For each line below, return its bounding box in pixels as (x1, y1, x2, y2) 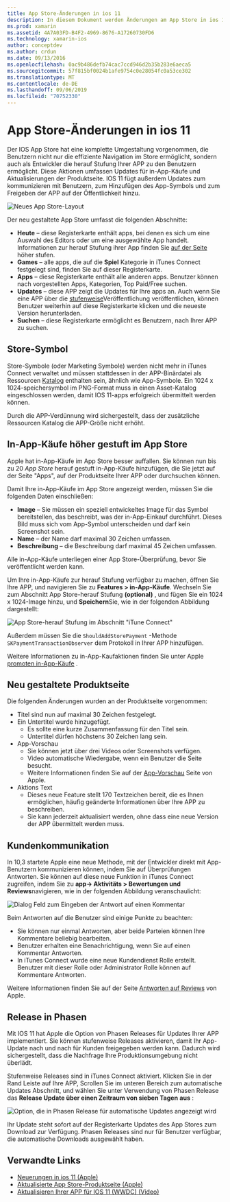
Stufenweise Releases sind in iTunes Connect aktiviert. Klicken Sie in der (7, 1072, 212, 1080)
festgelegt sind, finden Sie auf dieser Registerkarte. (16, 265, 163, 273)
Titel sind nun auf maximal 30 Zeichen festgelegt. (16, 711, 157, 719)
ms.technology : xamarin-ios (7, 36, 88, 43)
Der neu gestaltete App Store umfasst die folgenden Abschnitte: (7, 215, 188, 224)
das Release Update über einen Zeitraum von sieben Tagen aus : (7, 1094, 194, 1102)
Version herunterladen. (16, 309, 82, 317)
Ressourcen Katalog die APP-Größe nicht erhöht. (7, 419, 145, 427)
